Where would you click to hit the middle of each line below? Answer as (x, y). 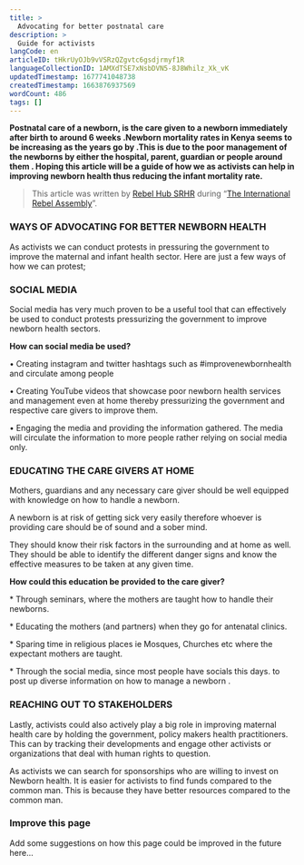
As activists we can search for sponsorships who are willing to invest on (144, 771)
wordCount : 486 (38, 93)
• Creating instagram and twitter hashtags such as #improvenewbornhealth (151, 363)
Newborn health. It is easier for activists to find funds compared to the (141, 781)
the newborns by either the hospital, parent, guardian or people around (146, 157)
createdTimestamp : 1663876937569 (73, 85)
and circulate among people (62, 373)
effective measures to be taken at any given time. (102, 565)
